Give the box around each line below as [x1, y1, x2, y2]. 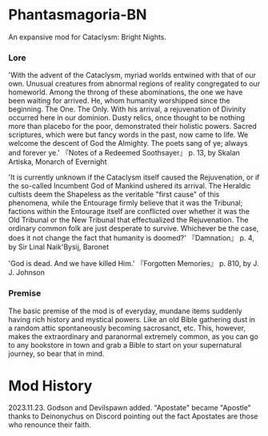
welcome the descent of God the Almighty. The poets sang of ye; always [8, 139, 248, 148]
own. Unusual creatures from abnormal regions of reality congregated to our [8, 79, 261, 89]
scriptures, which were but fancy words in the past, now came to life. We [8, 130, 249, 139]
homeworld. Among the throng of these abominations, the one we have [8, 87, 243, 97]
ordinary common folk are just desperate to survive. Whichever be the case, [8, 224, 259, 233]
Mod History [8, 377, 93, 394]
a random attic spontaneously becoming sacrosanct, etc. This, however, [8, 323, 246, 333]
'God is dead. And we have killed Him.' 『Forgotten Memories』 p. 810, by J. [8, 259, 259, 268]
